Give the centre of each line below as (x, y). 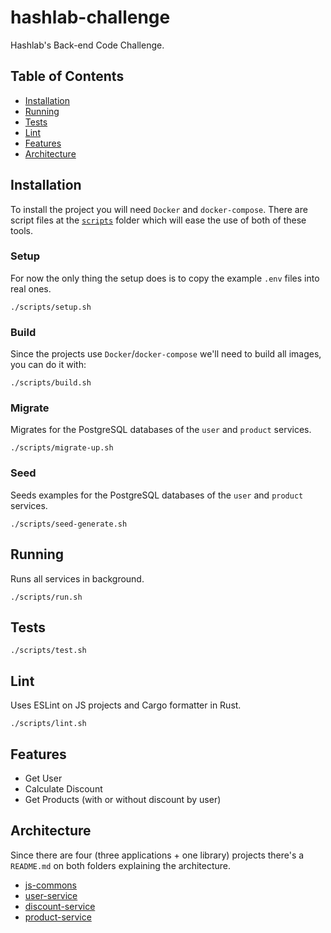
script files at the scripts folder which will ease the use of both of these (158, 220)
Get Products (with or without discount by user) (123, 799)
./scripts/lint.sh (48, 724)
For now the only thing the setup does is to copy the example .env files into (165, 278)
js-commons (50, 885)
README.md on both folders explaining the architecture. (121, 865)
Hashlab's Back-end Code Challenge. (87, 45)
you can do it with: (48, 365)
